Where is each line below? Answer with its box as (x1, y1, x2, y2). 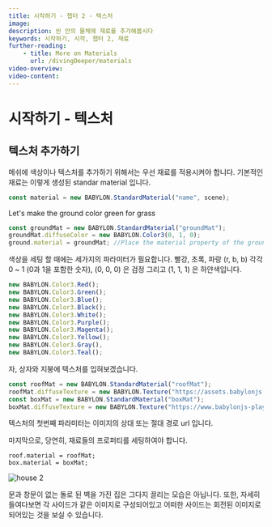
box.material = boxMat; (8, 459, 89, 467)
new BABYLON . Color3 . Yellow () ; (8, 334, 111, 342)
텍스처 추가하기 (8, 144, 80, 158)
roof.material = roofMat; (8, 452, 96, 460)
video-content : (8, 72, 60, 80)
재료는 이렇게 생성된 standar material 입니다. (8, 177, 151, 187)
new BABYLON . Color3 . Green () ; (8, 288, 107, 296)
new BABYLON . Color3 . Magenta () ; (8, 325, 114, 334)
